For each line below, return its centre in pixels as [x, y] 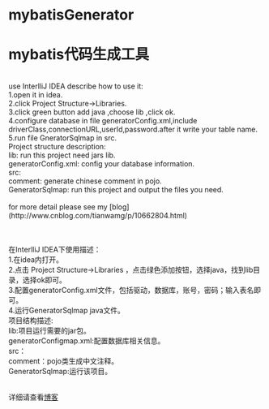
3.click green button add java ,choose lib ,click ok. [92, 112]
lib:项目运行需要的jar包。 [49, 331]
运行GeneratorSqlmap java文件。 [70, 311]
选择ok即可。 [45, 280]
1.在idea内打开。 [36, 260]
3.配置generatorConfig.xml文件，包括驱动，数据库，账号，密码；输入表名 [131, 291]
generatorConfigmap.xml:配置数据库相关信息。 [87, 341]
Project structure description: [58, 147]
